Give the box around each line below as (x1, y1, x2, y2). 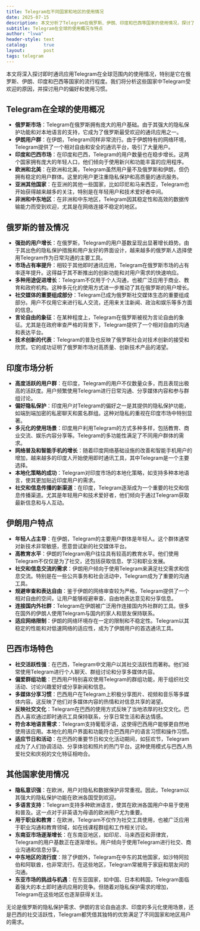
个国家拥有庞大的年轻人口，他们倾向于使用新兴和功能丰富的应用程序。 (14, 159, 187, 166)
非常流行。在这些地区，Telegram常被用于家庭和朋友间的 (51, 861, 189, 868)
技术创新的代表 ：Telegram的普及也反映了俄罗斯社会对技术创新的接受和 (14, 336, 189, 344)
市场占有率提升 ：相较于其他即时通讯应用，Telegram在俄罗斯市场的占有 (14, 262, 189, 269)
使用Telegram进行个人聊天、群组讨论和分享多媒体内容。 (20, 668, 158, 675)
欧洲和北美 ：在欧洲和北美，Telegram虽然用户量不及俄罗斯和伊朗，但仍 (14, 166, 189, 173)
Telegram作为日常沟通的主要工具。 (20, 254, 106, 261)
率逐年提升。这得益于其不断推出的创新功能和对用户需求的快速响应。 (14, 269, 182, 276)
